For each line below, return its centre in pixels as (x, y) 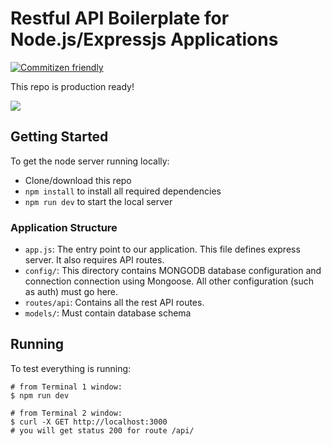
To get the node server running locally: (90, 161)
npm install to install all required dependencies (123, 191)
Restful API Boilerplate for (120, 18)
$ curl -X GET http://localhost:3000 (89, 422)
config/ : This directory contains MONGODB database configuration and (173, 271)
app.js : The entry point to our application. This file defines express (162, 249)
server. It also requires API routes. (94, 260)
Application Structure (64, 227)
